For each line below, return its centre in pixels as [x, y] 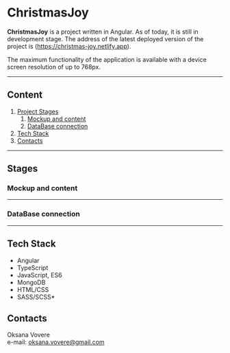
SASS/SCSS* [36, 297]
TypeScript [33, 267]
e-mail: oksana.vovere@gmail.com [56, 342]
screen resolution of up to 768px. [54, 67]
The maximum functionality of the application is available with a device [107, 59]
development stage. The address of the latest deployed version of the [105, 38]
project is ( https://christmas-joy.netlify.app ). [69, 46]
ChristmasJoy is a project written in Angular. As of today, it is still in [103, 32]
